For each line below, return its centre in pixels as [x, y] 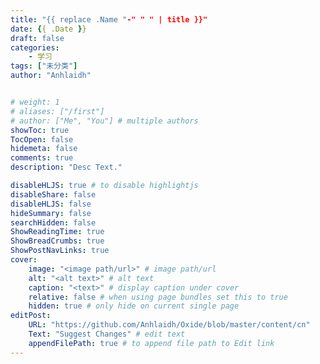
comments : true [42, 158]
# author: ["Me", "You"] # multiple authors [104, 121]
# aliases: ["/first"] [57, 111]
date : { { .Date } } [48, 29]
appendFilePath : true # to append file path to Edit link [151, 343]
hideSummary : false [51, 213]
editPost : [31, 316]
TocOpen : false [42, 139]
